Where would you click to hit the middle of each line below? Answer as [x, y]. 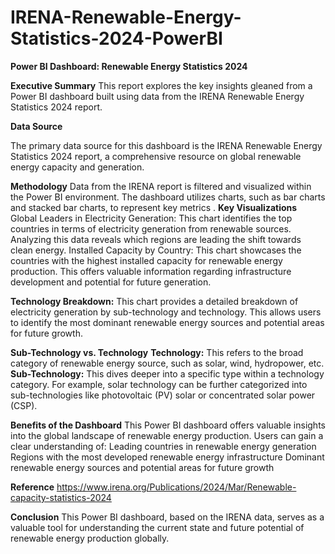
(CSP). [24, 405]
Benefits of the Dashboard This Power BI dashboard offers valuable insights [168, 425]
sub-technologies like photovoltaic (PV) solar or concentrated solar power [163, 395]
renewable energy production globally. [90, 538]
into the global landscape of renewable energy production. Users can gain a [167, 435]
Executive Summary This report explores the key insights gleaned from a [161, 85]
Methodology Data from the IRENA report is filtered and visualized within [161, 186]
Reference [32, 487]
